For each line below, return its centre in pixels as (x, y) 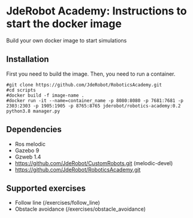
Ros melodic (30, 144)
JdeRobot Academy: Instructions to (96, 11)
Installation (28, 59)
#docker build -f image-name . (45, 95)
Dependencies (34, 129)
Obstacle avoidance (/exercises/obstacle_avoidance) (80, 209)
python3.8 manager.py (33, 111)
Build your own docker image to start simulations (67, 40)
